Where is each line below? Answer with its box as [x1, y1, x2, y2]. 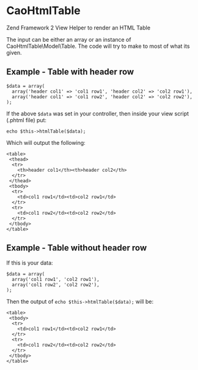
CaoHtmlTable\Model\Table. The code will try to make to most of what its [6, 42, 190, 50]
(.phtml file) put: [6, 116, 47, 123]
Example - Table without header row [6, 243, 147, 253]
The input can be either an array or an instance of [6, 36, 131, 43]
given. [6, 48, 23, 56]
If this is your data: [6, 259, 53, 266]
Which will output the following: [6, 139, 86, 146]
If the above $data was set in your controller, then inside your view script [6, 110, 189, 117]
